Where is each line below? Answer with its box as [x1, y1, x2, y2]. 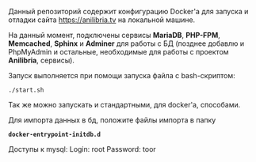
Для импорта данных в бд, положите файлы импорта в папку [8, 115, 216, 125]
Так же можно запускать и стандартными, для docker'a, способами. [8, 100, 241, 109]
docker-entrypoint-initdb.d [8, 130, 101, 138]
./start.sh [8, 86, 44, 94]
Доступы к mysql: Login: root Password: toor [8, 145, 156, 153]
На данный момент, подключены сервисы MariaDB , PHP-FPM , [8, 31, 220, 40]
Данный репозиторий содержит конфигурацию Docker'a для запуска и [8, 7, 249, 16]
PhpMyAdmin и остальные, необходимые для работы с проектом [8, 47, 229, 56]
